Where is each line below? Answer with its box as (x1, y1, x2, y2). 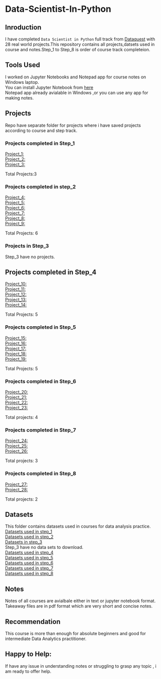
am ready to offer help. (5, 668, 52, 674)
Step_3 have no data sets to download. (5, 544, 83, 550)
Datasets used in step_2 (5, 534, 54, 540)
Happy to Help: (5, 650, 52, 658)
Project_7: (5, 210, 26, 216)
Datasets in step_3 (5, 539, 43, 545)
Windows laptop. (5, 79, 39, 85)
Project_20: (5, 389, 28, 395)
